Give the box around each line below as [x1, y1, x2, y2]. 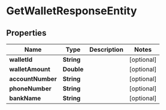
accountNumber [9, 75, 57, 83]
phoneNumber [9, 84, 52, 93]
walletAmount [9, 65, 51, 73]
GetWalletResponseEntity [6, 4, 137, 18]
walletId [9, 55, 33, 64]
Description [89, 46, 124, 54]
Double [62, 65, 84, 73]
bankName [9, 94, 41, 102]
